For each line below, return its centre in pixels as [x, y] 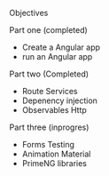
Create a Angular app [61, 47]
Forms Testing [48, 144]
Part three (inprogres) [49, 127]
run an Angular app [57, 56]
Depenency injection [59, 100]
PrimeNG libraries [54, 163]
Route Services [50, 91]
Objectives [29, 13]
